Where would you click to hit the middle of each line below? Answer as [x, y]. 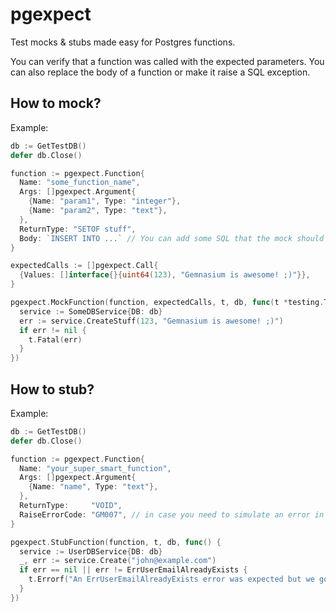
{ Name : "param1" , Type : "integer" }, [105, 201]
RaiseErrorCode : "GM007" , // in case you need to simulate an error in [172, 514]
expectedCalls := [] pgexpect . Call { [84, 266]
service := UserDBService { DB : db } [91, 551]
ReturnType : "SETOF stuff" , [78, 229]
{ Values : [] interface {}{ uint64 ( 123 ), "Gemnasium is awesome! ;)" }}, [165, 275]
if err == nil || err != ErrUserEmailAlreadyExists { [133, 570]
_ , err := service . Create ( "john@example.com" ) [118, 561]
